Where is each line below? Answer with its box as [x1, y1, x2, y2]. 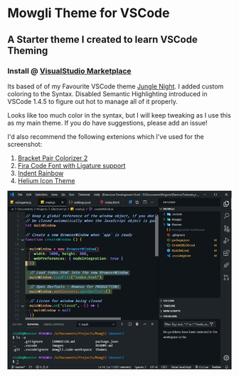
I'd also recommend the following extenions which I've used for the [7, 132, 204, 140]
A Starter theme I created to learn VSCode [7, 33, 198, 46]
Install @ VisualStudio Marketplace [7, 66, 132, 76]
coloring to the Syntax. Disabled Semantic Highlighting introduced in [7, 89, 208, 98]
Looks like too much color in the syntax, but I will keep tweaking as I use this [7, 110, 231, 119]
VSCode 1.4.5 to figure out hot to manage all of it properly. [7, 97, 178, 105]
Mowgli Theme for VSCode [7, 5, 170, 21]
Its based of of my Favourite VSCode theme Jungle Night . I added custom [7, 82, 224, 91]
